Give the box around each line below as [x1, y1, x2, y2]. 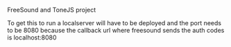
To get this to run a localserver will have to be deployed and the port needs [7, 19, 222, 27]
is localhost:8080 [7, 33, 57, 42]
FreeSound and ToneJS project [7, 6, 96, 14]
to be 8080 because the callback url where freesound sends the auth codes [7, 27, 225, 34]
